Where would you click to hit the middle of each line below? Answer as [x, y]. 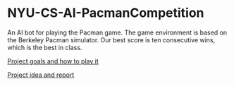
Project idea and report [41, 75]
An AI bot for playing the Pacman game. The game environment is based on [117, 32]
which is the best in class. [45, 47]
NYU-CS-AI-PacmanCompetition [106, 13]
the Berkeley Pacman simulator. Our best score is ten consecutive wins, [111, 39]
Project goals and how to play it [53, 61]
